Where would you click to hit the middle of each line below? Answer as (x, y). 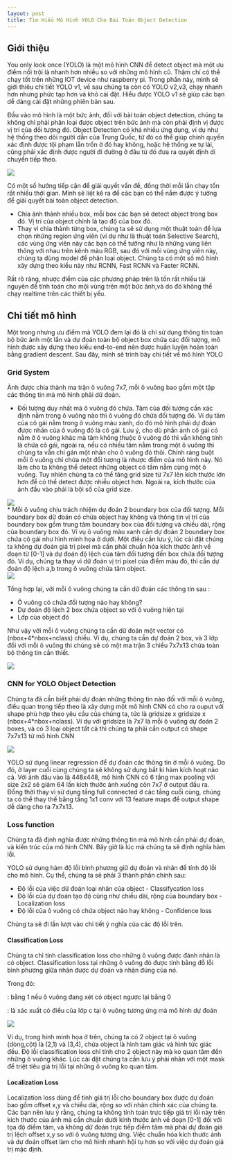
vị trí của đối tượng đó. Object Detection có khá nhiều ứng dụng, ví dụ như (113, 130)
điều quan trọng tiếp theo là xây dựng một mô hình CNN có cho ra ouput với (115, 706)
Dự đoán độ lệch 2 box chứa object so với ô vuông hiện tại (100, 610)
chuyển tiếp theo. (32, 160)
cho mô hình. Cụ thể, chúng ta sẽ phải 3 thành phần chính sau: (97, 876)
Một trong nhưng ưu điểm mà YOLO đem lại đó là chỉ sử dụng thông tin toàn (115, 332)
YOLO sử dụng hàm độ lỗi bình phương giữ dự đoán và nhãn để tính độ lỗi (112, 868)
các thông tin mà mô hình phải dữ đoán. (64, 395)
